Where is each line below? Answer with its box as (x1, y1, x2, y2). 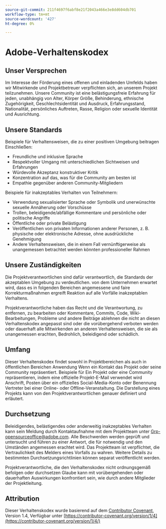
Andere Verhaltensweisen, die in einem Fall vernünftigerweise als (12, 241, 146, 247)
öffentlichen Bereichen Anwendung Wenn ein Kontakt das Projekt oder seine (5, 364, 162, 370)
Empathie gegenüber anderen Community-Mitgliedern (12, 180, 123, 186)
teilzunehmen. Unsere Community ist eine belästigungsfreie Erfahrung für (5, 90, 156, 96)
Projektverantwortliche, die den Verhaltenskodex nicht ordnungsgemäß (5, 464, 151, 470)
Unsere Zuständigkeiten (5, 261, 82, 269)
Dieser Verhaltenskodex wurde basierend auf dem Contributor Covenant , (5, 508, 155, 514)
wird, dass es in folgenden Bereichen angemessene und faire (5, 285, 130, 291)
